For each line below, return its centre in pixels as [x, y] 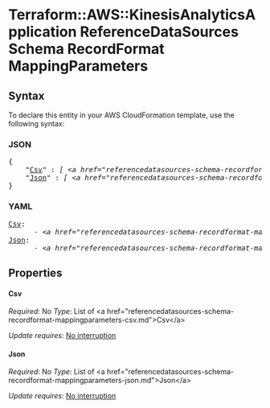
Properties [35, 272]
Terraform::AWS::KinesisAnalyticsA [132, 15]
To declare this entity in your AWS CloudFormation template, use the [121, 115]
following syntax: [37, 124]
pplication [43, 32]
